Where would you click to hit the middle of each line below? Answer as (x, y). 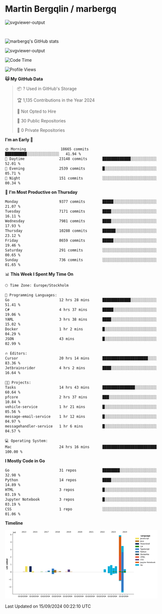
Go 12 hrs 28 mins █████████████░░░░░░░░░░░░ (81, 300)
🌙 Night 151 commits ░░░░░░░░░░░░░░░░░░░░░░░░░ (81, 178)
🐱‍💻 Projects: (18, 382)
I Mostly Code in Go (25, 460)
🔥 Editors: (16, 353)
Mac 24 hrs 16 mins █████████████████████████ (81, 447)
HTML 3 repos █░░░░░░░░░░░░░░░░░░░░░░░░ (81, 490)
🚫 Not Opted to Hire (37, 111)
